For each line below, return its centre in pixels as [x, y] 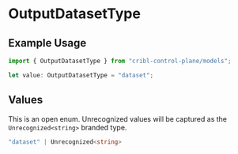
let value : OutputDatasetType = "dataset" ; [81, 75]
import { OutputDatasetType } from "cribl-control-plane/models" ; [120, 61]
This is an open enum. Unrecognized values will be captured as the [118, 118]
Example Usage [47, 43]
